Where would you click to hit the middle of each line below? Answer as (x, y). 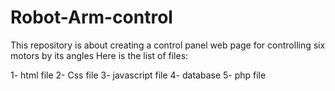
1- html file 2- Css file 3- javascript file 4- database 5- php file (138, 75)
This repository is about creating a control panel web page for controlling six (168, 45)
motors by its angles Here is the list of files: (99, 55)
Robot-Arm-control (91, 17)
